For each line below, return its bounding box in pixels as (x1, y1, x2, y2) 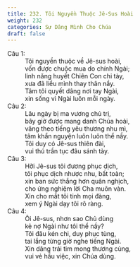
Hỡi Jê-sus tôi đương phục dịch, (25, 162, 118, 170)
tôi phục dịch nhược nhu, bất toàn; (25, 170, 125, 178)
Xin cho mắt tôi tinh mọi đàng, (25, 192, 112, 201)
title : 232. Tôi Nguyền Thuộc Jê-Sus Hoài (7, 10, 134, 18)
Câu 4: (7, 207, 27, 215)
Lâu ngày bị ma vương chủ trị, (25, 109, 111, 118)
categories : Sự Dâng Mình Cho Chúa (7, 23, 112, 30)
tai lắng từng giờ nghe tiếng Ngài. (25, 237, 122, 246)
